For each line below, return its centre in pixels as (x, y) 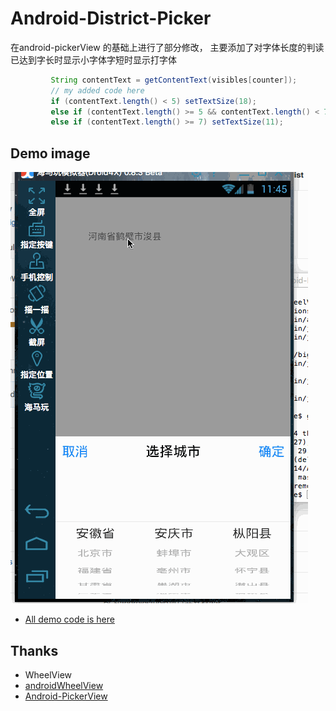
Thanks (34, 650)
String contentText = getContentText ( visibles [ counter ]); (174, 80)
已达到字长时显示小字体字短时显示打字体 (93, 59)
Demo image (50, 153)
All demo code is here (69, 619)
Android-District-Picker (111, 18)
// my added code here (97, 90)
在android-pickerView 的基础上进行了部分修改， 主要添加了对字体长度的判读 (167, 47)
